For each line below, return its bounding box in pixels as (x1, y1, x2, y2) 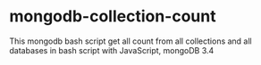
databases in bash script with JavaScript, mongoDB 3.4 (9, 45, 215, 55)
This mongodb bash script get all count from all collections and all (9, 36, 252, 46)
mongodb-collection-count (9, 6, 216, 27)
